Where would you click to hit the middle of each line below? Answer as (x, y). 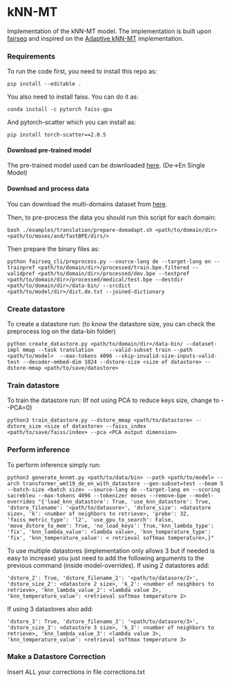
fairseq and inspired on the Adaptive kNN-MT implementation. (96, 38)
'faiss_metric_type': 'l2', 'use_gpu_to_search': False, (91, 519)
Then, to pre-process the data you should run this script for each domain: (112, 217)
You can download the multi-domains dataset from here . (87, 204)
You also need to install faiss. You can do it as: (73, 97)
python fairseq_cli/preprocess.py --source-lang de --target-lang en (109, 261)
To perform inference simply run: (54, 465)
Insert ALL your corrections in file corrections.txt (76, 672)
